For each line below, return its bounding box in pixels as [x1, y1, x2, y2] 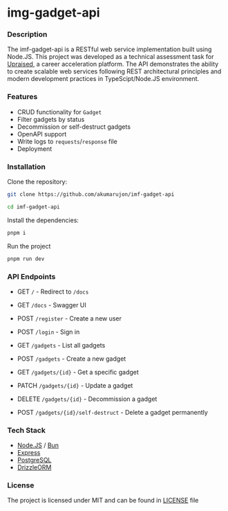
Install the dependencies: [7, 216, 79, 224]
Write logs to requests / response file [17, 137, 117, 145]
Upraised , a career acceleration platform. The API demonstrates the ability [7, 60, 219, 69]
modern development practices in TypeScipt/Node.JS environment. [7, 75, 200, 83]
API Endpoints [7, 271, 56, 281]
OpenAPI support [17, 129, 67, 138]
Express [17, 449, 41, 457]
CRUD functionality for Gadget [17, 107, 102, 116]
